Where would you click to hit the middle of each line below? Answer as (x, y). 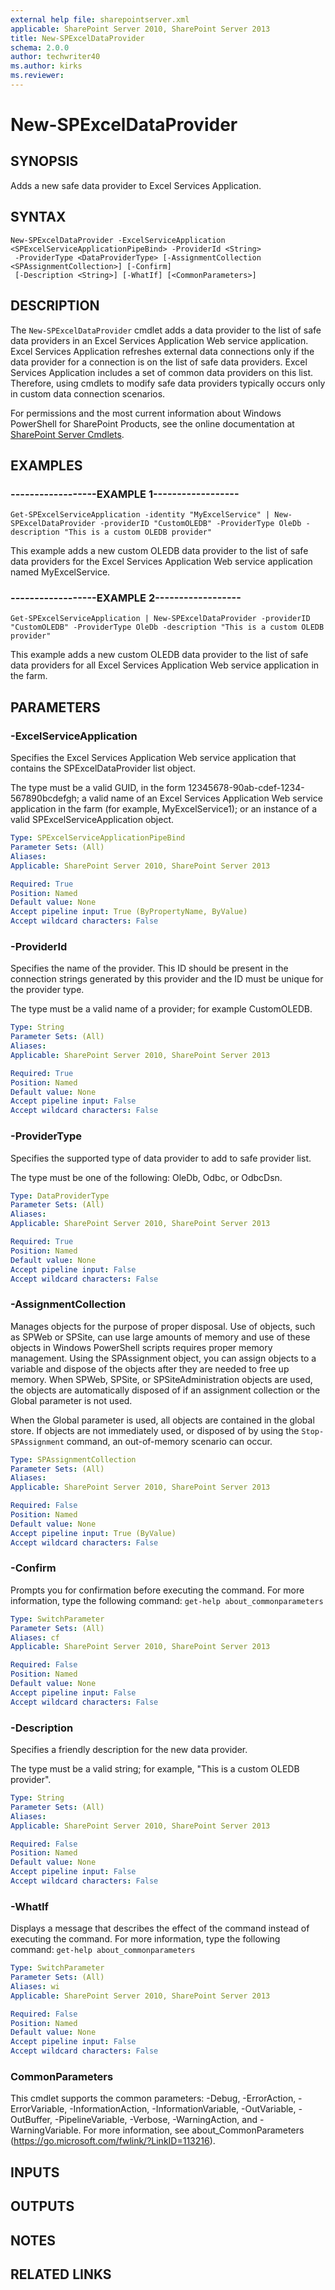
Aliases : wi (35, 1986)
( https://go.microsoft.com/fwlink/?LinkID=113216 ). (113, 2141)
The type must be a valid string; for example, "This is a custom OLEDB (155, 1769)
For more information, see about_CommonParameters (194, 2130)
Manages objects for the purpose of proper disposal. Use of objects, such (163, 1326)
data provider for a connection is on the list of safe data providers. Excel (159, 362)
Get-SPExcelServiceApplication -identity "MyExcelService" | (140, 515)
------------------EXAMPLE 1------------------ (125, 494)
